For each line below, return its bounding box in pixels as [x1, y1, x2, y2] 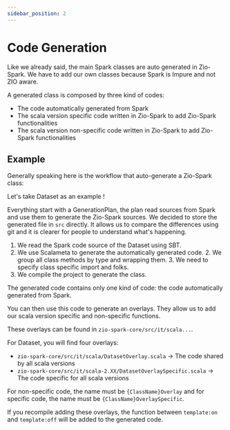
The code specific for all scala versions [17, 374, 129, 382]
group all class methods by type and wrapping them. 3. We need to [17, 256, 209, 264]
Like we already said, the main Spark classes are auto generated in [7, 63, 198, 71]
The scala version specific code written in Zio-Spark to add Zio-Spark [17, 111, 216, 119]
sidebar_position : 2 [7, 10, 67, 17]
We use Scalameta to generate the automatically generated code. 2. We [17, 248, 222, 257]
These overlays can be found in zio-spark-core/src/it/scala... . [7, 325, 193, 333]
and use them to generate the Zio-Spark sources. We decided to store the [7, 213, 218, 222]
